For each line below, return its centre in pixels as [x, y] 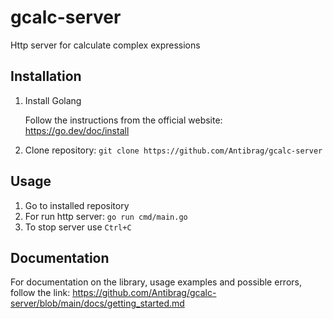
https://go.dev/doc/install [77, 130]
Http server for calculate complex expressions [105, 45]
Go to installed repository [77, 205]
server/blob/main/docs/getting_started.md [97, 303]
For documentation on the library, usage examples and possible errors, [156, 282]
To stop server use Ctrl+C [78, 227]
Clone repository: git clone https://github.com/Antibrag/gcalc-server [173, 150]
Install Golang [53, 100]
